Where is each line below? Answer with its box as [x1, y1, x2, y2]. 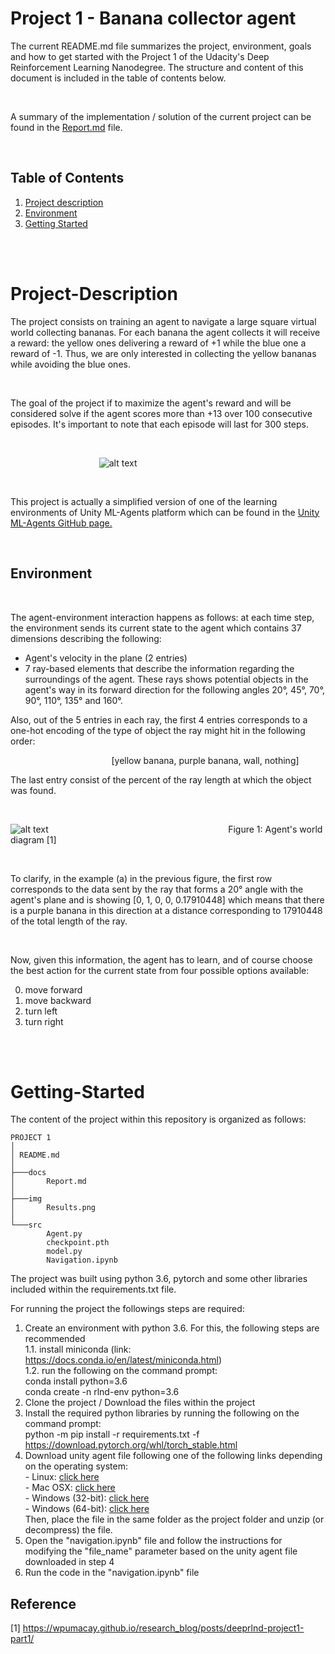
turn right [24, 1015, 64, 1027]
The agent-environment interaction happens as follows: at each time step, [10, 611, 315, 623]
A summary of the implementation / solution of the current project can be [10, 110, 312, 122]
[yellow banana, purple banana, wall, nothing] [111, 754, 300, 766]
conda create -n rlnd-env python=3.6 [24, 1386, 180, 1398]
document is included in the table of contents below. [10, 72, 227, 84]
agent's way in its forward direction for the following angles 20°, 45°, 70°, [24, 683, 325, 696]
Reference [10, 1595, 77, 1612]
